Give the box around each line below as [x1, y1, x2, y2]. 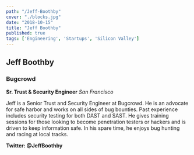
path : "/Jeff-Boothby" [6, 8, 61, 15]
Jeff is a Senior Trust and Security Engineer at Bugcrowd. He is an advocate [6, 99, 189, 106]
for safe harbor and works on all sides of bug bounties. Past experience [6, 106, 178, 113]
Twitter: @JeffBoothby [6, 142, 63, 149]
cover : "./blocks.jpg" [6, 14, 61, 20]
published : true [6, 30, 45, 36]
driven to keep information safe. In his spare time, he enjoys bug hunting [6, 124, 180, 132]
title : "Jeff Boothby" [6, 25, 61, 31]
